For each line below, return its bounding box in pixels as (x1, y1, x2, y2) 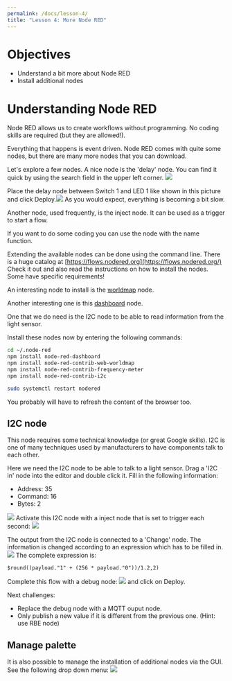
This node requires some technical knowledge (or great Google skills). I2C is (7, 436, 225, 444)
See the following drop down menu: (7, 666, 109, 674)
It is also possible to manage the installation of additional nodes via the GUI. (7, 657, 223, 666)
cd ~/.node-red (7, 347, 51, 354)
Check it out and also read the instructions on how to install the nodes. (7, 265, 209, 274)
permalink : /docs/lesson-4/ (7, 10, 89, 17)
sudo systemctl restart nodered (7, 385, 100, 392)
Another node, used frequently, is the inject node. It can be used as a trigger (7, 209, 225, 217)
